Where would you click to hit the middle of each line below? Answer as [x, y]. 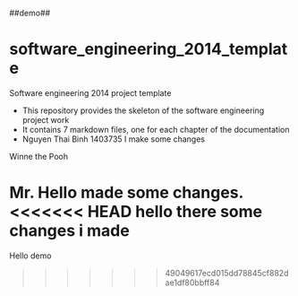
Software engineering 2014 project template [90, 92]
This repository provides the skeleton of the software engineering [143, 110]
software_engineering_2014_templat [149, 49]
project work [46, 119]
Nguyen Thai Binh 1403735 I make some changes [114, 139]
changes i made [69, 231]
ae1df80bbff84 [192, 283]
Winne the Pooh [39, 156]
